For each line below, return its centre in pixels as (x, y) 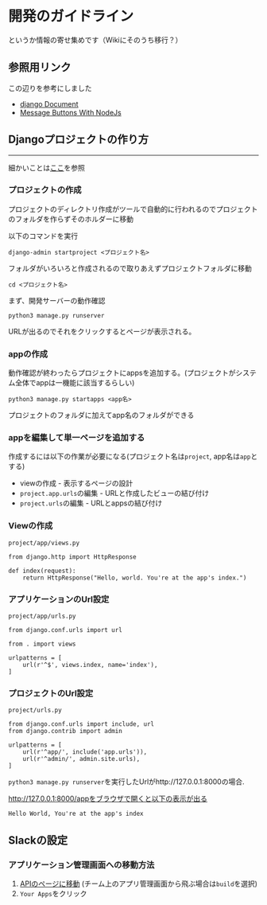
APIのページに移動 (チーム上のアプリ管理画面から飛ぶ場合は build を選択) (139, 884)
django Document (49, 103)
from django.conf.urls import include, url (81, 724)
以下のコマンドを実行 (43, 236)
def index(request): (43, 571)
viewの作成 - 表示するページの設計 (76, 483)
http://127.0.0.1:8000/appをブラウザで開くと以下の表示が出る (108, 799)
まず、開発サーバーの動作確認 (57, 300)
